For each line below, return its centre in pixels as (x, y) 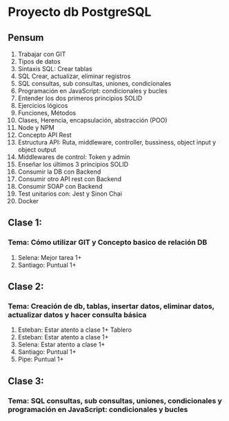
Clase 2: (26, 287)
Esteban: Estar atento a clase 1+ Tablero (74, 330)
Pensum (26, 38)
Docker (28, 201)
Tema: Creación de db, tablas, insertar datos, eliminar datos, (111, 306)
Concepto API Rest (44, 135)
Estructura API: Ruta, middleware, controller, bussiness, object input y (117, 142)
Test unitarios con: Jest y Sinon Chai (70, 194)
